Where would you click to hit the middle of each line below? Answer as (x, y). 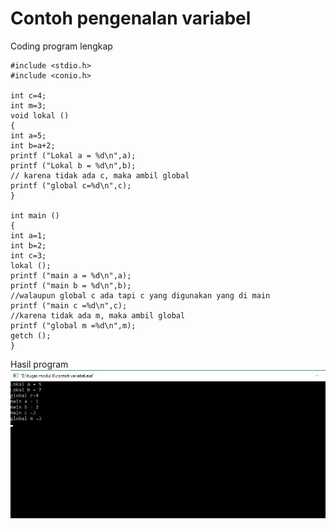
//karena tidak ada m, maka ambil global (98, 315)
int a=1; (28, 235)
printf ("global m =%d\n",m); (73, 325)
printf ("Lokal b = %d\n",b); (73, 165)
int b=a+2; (33, 145)
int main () (35, 215)
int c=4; (28, 95)
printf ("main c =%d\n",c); (69, 305)
